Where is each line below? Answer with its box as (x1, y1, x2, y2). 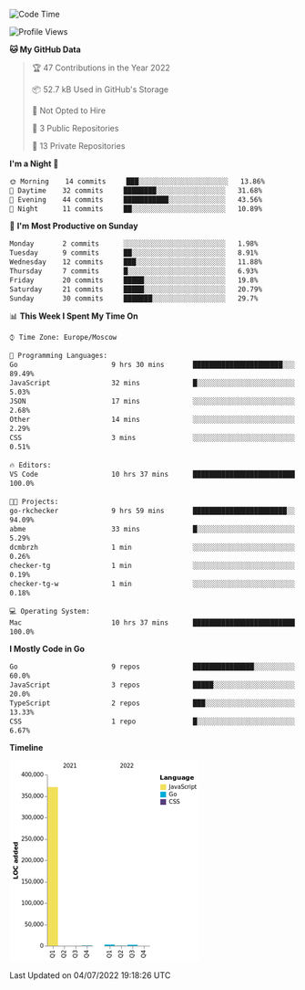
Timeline (9, 742, 44, 753)
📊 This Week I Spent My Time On (9, 311, 138, 321)
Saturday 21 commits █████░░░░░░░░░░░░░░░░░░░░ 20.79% (9, 285, 262, 294)
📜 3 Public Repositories (31, 123, 119, 133)
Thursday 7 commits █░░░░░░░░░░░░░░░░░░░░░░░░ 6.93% (9, 267, 259, 276)
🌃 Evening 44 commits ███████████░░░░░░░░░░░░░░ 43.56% (9, 195, 262, 205)
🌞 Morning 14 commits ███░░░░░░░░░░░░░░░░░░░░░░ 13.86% (9, 177, 266, 186)
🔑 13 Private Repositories (31, 141, 126, 151)
